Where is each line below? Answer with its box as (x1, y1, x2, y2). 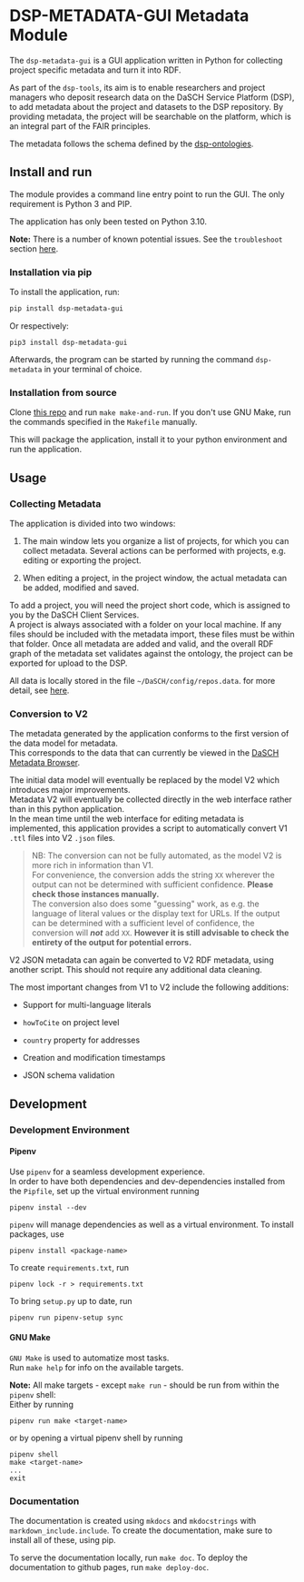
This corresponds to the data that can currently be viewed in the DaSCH (9, 747, 279, 758)
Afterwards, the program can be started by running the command (9, 353, 254, 364)
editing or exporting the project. (22, 555, 142, 566)
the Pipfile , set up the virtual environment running (9, 1185, 200, 1196)
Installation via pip (9, 265, 93, 278)
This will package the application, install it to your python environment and (9, 434, 288, 445)
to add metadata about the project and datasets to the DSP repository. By (9, 101, 284, 112)
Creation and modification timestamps (22, 1053, 166, 1063)
